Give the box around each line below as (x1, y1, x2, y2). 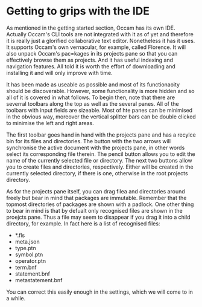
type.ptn (14, 244, 36, 251)
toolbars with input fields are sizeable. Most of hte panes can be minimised (6, 106, 193, 114)
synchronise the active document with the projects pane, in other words (6, 144, 185, 151)
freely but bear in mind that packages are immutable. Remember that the (6, 194, 187, 201)
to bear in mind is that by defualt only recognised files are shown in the (6, 207, 183, 214)
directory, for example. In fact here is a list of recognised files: (6, 219, 160, 227)
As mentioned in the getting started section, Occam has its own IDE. (6, 24, 175, 31)
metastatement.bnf (14, 276, 63, 283)
